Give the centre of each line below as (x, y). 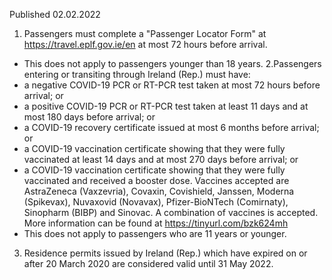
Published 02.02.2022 (55, 14)
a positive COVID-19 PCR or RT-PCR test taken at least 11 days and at (166, 106)
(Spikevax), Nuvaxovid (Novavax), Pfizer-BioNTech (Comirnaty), (156, 202)
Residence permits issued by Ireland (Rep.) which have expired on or (165, 253)
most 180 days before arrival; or (89, 117)
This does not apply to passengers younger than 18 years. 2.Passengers (172, 63)
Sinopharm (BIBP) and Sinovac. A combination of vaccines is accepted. (171, 212)
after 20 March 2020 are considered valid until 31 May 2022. (148, 263)
